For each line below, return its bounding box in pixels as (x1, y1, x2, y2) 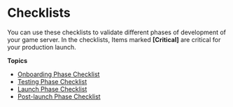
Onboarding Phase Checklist (17, 70, 100, 78)
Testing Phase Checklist (17, 77, 87, 85)
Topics (7, 56, 28, 64)
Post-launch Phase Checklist (17, 92, 101, 101)
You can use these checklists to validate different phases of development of (7, 28, 226, 36)
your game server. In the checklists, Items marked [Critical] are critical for (7, 35, 221, 43)
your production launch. (7, 43, 77, 51)
